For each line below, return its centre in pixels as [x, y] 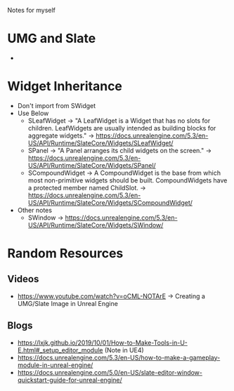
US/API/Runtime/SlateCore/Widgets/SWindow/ [96, 225]
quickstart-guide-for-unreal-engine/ [70, 380]
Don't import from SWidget [57, 105]
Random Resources [65, 254]
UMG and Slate [52, 39]
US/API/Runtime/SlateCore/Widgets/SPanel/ [92, 165]
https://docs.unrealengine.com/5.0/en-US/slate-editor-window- [110, 372]
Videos [23, 279]
